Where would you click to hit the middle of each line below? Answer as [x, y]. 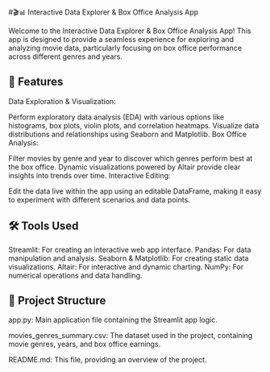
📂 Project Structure [57, 301]
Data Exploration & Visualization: [62, 101]
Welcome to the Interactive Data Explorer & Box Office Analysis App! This [130, 31]
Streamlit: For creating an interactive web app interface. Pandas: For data [130, 249]
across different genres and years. [66, 56]
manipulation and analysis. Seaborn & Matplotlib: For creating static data [129, 258]
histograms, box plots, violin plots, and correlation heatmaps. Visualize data [134, 125]
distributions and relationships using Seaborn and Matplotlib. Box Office [128, 134]
